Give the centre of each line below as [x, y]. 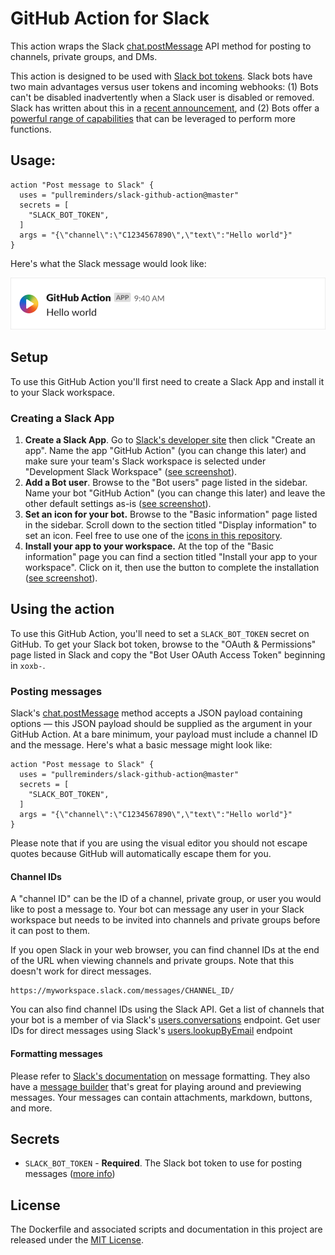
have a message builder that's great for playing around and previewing [156, 1086]
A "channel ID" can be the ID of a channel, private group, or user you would [166, 899]
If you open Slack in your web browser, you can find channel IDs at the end [165, 950]
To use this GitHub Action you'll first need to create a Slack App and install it [167, 381]
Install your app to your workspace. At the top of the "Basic [149, 546]
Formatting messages [56, 1053]
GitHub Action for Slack [110, 18]
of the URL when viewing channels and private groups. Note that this [152, 961]
